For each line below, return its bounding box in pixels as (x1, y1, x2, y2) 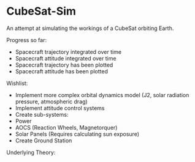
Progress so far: (6, 36, 47, 43)
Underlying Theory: (6, 149, 56, 156)
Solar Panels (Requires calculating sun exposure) (15, 130, 140, 138)
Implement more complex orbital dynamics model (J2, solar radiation (15, 91, 189, 98)
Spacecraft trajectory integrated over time (15, 48, 121, 56)
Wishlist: (6, 79, 28, 87)
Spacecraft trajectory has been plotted (15, 61, 113, 68)
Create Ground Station (15, 136, 72, 144)
